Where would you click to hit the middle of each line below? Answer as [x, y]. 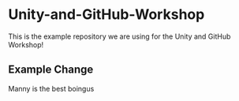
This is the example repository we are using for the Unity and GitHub [119, 36]
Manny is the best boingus [51, 88]
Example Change [51, 70]
